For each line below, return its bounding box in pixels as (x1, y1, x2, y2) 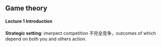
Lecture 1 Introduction (5, 18, 53, 24)
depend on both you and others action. (5, 35, 87, 42)
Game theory (5, 4, 48, 13)
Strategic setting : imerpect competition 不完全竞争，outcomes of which (5, 30, 156, 36)
